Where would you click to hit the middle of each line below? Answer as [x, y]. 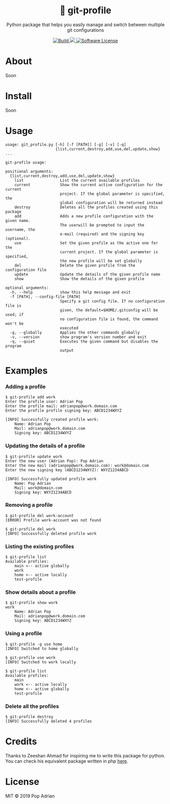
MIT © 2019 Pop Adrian [30, 796]
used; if [15, 315]
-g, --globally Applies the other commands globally [75, 332]
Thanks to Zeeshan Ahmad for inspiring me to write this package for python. [85, 755]
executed [69, 328]
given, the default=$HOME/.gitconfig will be [109, 310]
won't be [15, 323]
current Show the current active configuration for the [89, 185]
